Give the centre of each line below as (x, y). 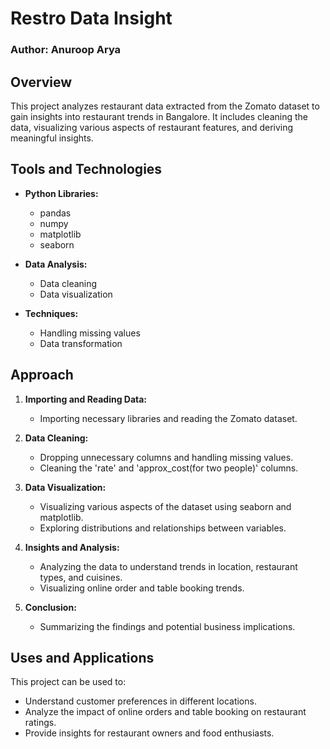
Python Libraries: (61, 193)
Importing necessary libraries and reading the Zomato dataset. (168, 418)
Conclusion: (50, 607)
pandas (55, 213)
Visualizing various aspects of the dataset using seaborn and (165, 506)
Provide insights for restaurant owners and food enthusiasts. (149, 733)
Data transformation (81, 343)
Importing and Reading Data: (86, 399)
